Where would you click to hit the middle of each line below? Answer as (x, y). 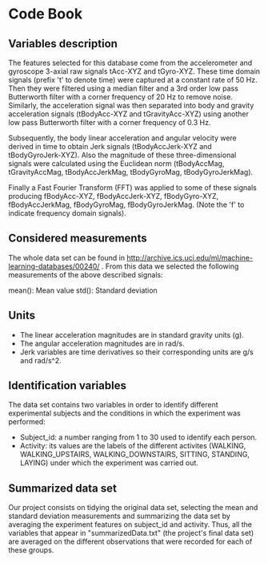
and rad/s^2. (40, 360)
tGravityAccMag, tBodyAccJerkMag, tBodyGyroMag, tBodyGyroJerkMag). (131, 172)
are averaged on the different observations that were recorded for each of (130, 541)
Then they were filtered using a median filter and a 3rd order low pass (123, 88)
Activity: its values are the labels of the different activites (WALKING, (133, 446)
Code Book (45, 14)
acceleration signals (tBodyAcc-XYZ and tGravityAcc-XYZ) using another (129, 114)
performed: (27, 422)
